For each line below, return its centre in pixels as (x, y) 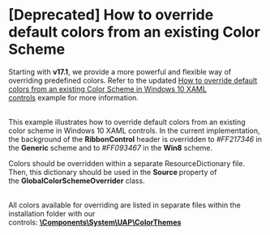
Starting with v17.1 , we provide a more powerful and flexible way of (120, 71)
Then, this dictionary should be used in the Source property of (113, 172)
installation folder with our (52, 213)
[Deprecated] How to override (111, 15)
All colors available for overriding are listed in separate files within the (124, 205)
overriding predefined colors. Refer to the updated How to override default (133, 80)
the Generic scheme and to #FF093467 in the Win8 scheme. (111, 147)
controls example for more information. (74, 97)
